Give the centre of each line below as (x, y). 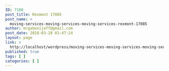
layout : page (19, 38)
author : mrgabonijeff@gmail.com (39, 28)
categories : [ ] (22, 61)
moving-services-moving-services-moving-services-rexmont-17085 (78, 24)
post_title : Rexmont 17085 (33, 14)
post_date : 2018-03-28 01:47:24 (39, 33)
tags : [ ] (16, 56)
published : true (22, 51)
